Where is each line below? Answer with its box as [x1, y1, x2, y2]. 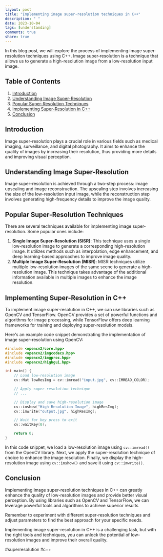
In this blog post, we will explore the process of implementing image [5, 47, 143, 54]
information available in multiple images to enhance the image [12, 274, 137, 280]
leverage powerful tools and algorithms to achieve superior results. [5, 502, 140, 508]
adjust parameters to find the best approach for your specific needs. [5, 517, 143, 523]
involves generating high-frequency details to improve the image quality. [5, 196, 151, 202]
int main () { [5, 369, 32, 374]
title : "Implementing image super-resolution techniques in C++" [5, 12, 141, 17]
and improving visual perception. [5, 154, 71, 159]
